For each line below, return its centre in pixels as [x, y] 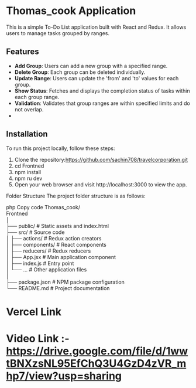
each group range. [37, 97]
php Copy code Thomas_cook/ [43, 207]
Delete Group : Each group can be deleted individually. [80, 72]
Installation [27, 134]
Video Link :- [38, 338]
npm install [28, 172]
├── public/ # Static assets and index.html [58, 226]
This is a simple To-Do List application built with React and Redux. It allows [96, 27]
